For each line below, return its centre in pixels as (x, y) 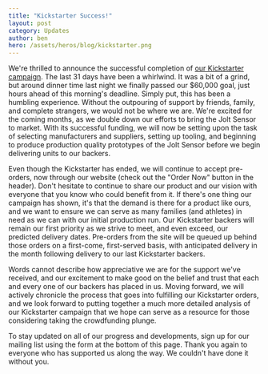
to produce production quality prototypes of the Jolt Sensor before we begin (134, 145)
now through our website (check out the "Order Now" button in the (144, 178)
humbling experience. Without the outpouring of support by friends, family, (132, 103)
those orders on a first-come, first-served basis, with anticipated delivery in (133, 246)
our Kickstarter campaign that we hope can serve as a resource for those (129, 312)
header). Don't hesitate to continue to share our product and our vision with (133, 186)
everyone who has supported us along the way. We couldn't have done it (128, 353)
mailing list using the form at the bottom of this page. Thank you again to (128, 344)
